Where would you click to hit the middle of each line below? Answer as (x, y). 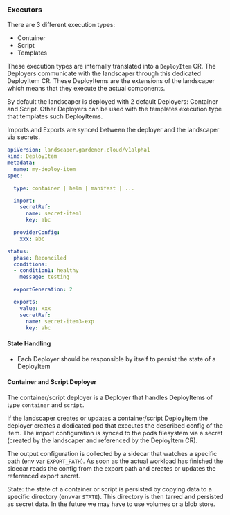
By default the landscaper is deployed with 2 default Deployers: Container (113, 102)
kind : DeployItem (32, 156)
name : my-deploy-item (45, 169)
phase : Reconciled (40, 257)
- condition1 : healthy (46, 271)
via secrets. (24, 137)
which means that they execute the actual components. (86, 89)
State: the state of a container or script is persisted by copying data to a (110, 489)
